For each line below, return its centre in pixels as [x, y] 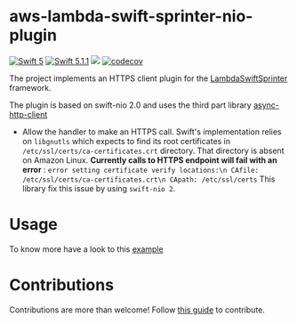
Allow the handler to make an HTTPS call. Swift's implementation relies [152, 132]
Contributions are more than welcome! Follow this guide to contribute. [137, 310]
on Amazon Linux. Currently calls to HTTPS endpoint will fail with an [149, 160]
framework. [30, 87]
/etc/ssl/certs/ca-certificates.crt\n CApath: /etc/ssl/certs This [148, 179]
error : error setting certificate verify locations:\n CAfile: [140, 169]
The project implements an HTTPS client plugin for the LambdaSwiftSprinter [148, 78]
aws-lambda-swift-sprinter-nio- [131, 16]
